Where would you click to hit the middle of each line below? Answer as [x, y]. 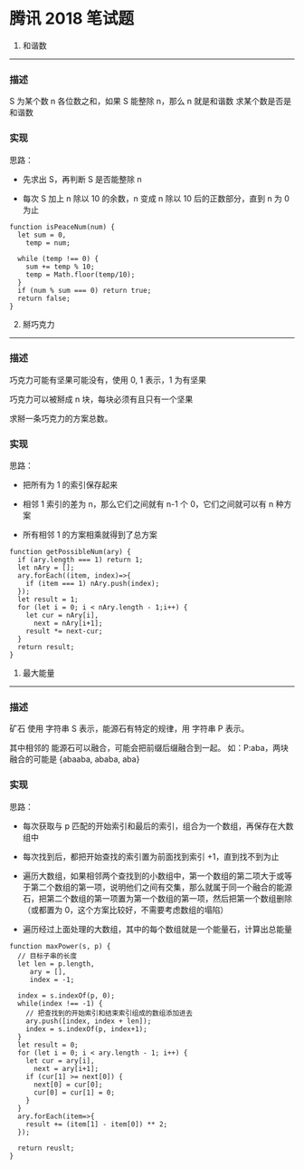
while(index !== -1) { [60, 1003]
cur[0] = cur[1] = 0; [74, 1092]
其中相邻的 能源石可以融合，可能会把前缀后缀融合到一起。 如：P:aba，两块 [149, 748]
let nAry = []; [46, 568]
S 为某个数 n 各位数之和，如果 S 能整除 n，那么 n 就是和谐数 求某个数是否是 [151, 102]
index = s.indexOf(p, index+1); [86, 1029]
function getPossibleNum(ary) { [70, 552]
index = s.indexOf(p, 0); [66, 995]
